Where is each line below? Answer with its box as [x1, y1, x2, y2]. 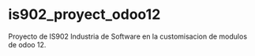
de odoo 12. [8, 39, 47, 49]
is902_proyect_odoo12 [8, 6, 161, 24]
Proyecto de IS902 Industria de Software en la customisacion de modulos [8, 32, 247, 41]
